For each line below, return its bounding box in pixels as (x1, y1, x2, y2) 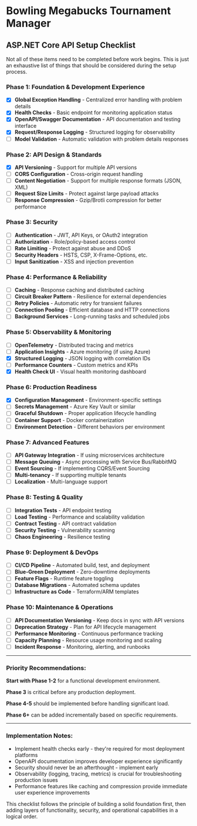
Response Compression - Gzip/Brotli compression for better (14, 197, 162, 204)
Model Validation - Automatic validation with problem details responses (14, 135, 189, 142)
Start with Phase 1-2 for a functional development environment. (6, 677, 161, 684)
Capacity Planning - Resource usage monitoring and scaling (14, 636, 162, 643)
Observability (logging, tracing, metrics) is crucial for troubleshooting (14, 770, 182, 777)
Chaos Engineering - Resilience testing (14, 533, 110, 540)
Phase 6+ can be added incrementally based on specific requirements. (6, 711, 178, 719)
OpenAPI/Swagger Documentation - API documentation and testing (14, 116, 181, 123)
